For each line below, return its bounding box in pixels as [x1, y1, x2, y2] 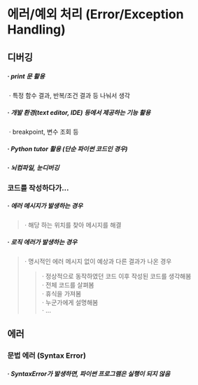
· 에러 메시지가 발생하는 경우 [7, 202, 83, 210]
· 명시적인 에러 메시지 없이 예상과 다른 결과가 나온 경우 [24, 257, 172, 265]
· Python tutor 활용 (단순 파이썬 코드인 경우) [7, 145, 128, 153]
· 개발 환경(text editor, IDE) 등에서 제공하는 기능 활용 [7, 108, 151, 117]
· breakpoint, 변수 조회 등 [8, 127, 79, 136]
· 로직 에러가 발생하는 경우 [7, 238, 78, 246]
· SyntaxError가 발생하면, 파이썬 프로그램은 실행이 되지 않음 [7, 369, 171, 378]
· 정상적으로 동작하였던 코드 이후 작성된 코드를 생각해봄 [41, 272, 192, 280]
